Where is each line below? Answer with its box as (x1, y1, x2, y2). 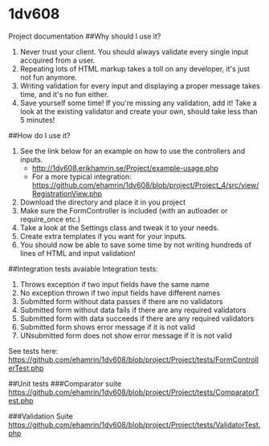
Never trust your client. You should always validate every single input (19, 47, 249, 56)
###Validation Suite (8, 411, 74, 421)
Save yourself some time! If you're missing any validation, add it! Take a (19, 98, 257, 107)
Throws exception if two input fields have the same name (19, 279, 210, 289)
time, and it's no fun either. (19, 89, 109, 99)
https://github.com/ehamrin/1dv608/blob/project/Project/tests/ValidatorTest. (8, 420, 261, 429)
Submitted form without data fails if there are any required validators (19, 305, 247, 314)
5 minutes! (19, 115, 55, 124)
